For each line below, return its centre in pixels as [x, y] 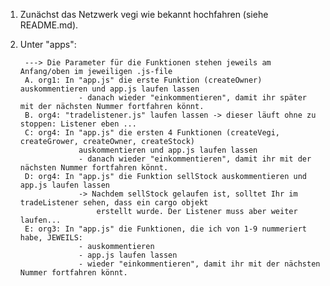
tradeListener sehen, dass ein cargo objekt [114, 203]
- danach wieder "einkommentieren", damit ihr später [192, 98]
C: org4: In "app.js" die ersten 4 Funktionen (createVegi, [152, 133]
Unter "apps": [48, 44]
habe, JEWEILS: [51, 238]
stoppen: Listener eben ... [78, 124]
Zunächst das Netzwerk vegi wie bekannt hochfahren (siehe [144, 14]
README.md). [49, 25]
